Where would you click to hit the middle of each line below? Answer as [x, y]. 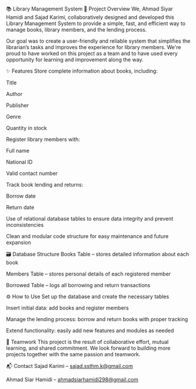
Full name [18, 151]
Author [14, 94]
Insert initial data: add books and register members [68, 308]
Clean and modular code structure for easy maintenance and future [87, 236]
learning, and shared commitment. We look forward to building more [88, 348]
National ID [20, 162]
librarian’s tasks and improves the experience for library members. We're [94, 47]
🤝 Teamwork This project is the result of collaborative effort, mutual [87, 342]
